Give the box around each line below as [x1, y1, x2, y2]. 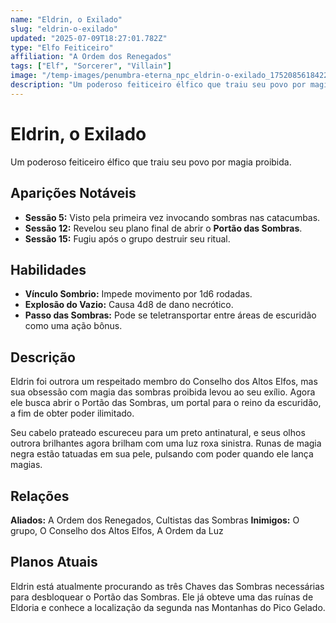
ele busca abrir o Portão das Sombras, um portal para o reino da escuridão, [10, 397, 322, 409]
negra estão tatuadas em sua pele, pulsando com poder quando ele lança [10, 448, 314, 460]
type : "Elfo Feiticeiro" [10, 42, 114, 53]
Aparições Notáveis [10, 185, 137, 202]
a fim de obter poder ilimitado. [10, 407, 135, 420]
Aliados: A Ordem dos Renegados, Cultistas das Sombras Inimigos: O [10, 514, 300, 526]
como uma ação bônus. [24, 320, 123, 332]
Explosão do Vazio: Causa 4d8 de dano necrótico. [24, 299, 234, 311]
